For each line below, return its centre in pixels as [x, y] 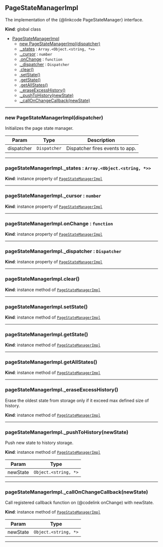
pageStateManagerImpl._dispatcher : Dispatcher [63, 251]
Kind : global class [23, 29]
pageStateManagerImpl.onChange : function [59, 223]
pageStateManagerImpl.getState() [47, 334]
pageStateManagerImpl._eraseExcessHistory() [62, 390]
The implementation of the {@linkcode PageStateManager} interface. [74, 19]
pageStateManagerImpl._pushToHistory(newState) [67, 432]
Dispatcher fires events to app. [101, 149]
